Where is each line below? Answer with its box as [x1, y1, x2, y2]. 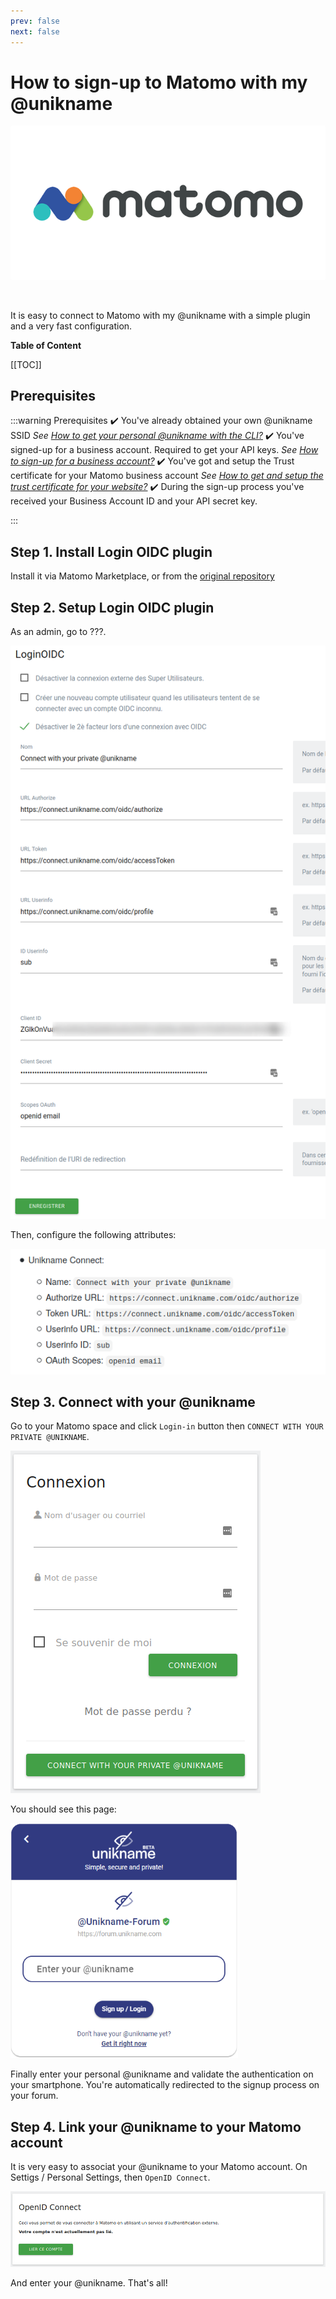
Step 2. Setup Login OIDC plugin [10, 599, 215, 616]
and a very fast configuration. [10, 320, 133, 332]
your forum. [10, 2090, 59, 2102]
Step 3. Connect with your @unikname [10, 1394, 256, 1410]
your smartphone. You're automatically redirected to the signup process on [10, 2079, 320, 2091]
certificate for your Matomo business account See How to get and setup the [10, 470, 324, 482]
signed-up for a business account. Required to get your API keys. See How [10, 444, 319, 456]
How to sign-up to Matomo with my [10, 71, 308, 94]
